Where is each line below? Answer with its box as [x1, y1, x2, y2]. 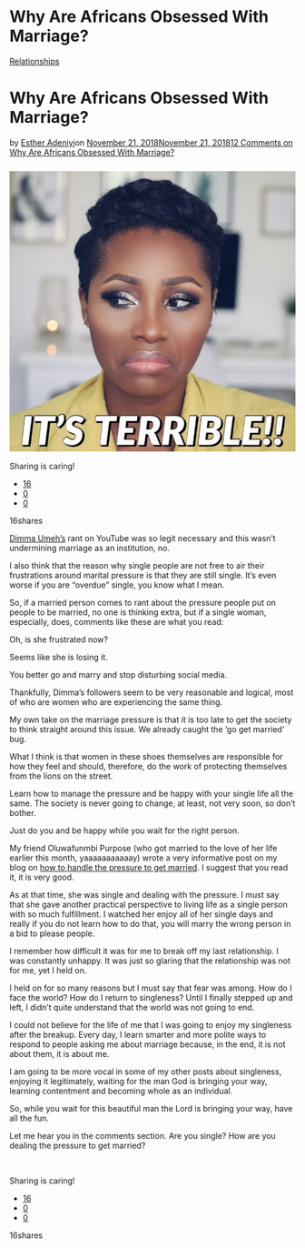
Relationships [9, 55, 60, 66]
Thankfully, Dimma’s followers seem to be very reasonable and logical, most [9, 687, 294, 698]
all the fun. [9, 1112, 50, 1123]
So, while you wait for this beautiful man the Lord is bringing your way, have [9, 1102, 293, 1113]
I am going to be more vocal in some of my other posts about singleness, [9, 1066, 282, 1077]
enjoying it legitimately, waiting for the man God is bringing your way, [9, 1075, 268, 1086]
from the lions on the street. [9, 770, 113, 781]
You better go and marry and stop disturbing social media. [9, 669, 228, 679]
